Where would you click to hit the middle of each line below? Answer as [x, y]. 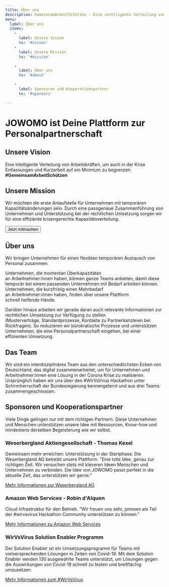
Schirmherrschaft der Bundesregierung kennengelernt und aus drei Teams [82, 386]
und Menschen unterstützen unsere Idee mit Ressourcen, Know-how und [81, 424]
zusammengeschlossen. [30, 392]
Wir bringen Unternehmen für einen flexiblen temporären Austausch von [80, 258]
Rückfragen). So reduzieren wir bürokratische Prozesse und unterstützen [81, 326]
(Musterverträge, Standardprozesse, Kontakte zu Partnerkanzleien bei [78, 320]
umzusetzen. [19, 569]
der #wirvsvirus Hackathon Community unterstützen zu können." [72, 514]
